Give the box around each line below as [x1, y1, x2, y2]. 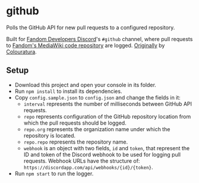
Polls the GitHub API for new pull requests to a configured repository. [6, 24, 175, 31]
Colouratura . [6, 48, 37, 55]
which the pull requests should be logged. [23, 119, 127, 126]
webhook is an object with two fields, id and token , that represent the [23, 144, 190, 151]
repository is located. [23, 132, 76, 139]
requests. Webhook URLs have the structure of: [23, 157, 140, 165]
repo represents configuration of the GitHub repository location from [23, 113, 191, 120]
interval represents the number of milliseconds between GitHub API [23, 100, 192, 107]
